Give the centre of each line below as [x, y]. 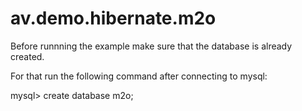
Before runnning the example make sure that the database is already [151, 46]
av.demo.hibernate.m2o [113, 18]
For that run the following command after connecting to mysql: [139, 76]
